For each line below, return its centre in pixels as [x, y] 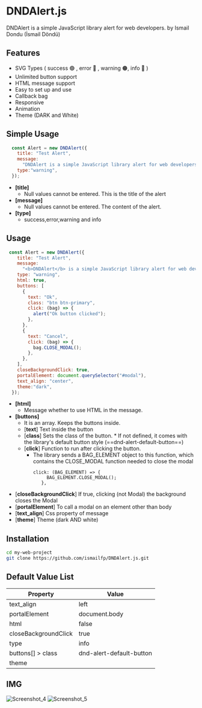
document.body [101, 614]
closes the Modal [36, 501]
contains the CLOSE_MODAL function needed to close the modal [113, 462]
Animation [27, 108]
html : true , [32, 280]
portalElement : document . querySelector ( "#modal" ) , [82, 375]
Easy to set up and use [43, 89]
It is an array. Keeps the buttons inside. [72, 423]
